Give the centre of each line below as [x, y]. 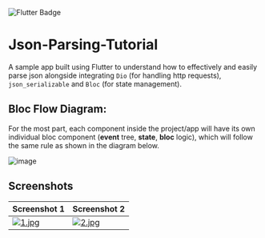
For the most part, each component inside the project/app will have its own [132, 128]
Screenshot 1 [39, 208]
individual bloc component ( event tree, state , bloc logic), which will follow [131, 137]
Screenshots [41, 186]
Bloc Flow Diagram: [58, 109]
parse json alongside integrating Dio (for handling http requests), [115, 75]
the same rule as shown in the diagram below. [84, 145]
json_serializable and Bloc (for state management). [95, 83]
